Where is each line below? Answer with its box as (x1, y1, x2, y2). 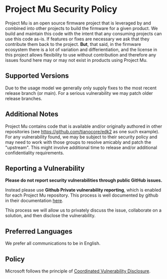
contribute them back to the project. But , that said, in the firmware (5, 41, 141, 47)
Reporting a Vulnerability (5, 164, 85, 173)
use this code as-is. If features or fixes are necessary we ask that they (5, 36, 150, 42)
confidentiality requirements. (5, 150, 64, 156)
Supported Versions (5, 71, 69, 80)
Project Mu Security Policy (5, 3, 118, 15)
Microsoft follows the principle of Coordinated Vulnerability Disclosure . (5, 268, 151, 274)
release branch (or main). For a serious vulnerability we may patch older (5, 90, 153, 96)
